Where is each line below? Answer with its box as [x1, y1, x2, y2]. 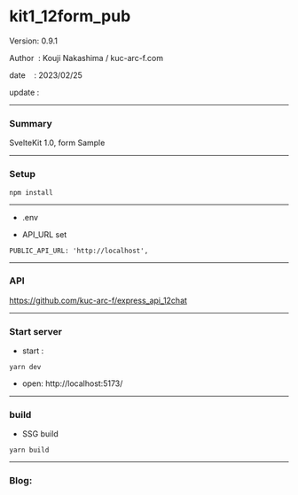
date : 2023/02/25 [9, 69, 82, 81]
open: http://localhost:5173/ [21, 378, 123, 389]
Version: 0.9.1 [9, 35, 59, 46]
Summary [9, 117, 53, 129]
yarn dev [9, 363, 42, 372]
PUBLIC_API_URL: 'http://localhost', [9, 246, 149, 255]
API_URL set [21, 228, 67, 240]
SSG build [21, 429, 59, 439]
